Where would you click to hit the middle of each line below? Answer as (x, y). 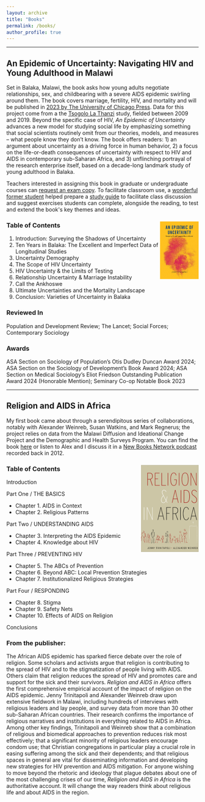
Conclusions (22, 628)
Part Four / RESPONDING (38, 591)
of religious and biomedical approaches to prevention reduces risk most (97, 734)
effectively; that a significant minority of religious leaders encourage (92, 740)
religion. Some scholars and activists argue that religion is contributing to (98, 663)
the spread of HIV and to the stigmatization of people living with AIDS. (94, 669)
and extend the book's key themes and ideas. (63, 210)
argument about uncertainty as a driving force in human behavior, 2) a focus (102, 146)
